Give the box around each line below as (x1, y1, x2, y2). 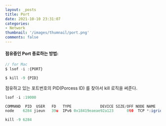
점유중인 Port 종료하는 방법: (5, 50, 59, 57)
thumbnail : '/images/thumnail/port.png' (5, 30, 90, 35)
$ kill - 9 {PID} (5, 75, 39, 81)
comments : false (5, 35, 39, 40)
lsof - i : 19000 (5, 95, 37, 100)
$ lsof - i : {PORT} (5, 66, 43, 72)
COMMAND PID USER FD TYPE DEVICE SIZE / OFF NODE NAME (5, 104, 156, 109)
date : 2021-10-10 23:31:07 (5, 16, 61, 21)
